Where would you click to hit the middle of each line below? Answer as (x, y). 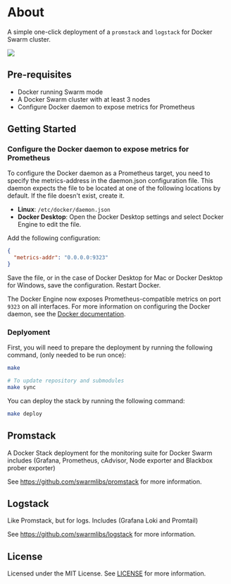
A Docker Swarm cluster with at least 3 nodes (84, 99)
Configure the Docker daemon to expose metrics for (98, 149)
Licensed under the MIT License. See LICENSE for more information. (107, 573)
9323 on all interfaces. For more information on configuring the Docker (109, 306)
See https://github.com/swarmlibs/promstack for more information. (105, 482)
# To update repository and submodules (66, 381)
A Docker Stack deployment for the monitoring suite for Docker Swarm (110, 453)
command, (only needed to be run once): (67, 355)
